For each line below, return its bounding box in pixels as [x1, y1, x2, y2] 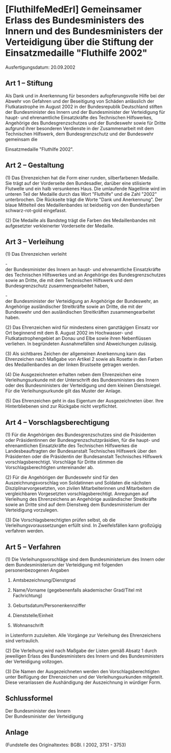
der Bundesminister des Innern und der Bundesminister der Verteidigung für [5, 109, 165, 115]
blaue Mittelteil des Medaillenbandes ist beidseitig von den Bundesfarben [5, 201, 160, 208]
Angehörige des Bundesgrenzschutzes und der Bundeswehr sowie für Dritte [5, 119, 166, 126]
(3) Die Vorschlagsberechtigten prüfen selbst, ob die [5, 517, 116, 523]
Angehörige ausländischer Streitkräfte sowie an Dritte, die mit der [5, 303, 143, 310]
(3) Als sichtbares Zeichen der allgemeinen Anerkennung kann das [5, 351, 146, 357]
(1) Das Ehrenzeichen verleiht [5, 251, 67, 257]
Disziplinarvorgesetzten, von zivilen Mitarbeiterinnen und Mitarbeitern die [5, 485, 160, 492]
